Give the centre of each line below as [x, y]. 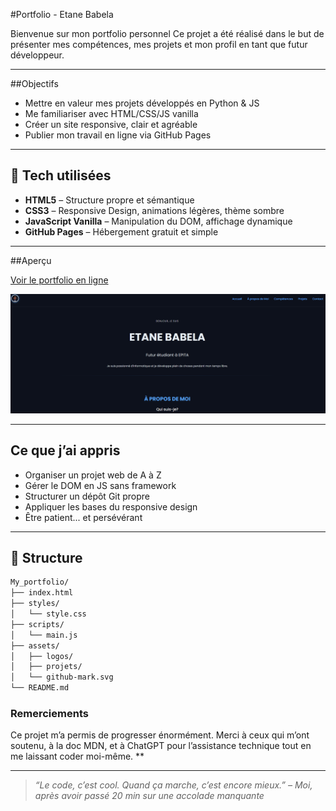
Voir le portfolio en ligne [59, 280]
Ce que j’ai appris [65, 450]
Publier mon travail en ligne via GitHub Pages [118, 135]
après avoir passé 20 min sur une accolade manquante [149, 796]
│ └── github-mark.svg [62, 677]
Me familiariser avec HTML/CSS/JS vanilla [111, 113]
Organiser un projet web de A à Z [93, 475]
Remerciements [49, 713]
